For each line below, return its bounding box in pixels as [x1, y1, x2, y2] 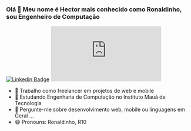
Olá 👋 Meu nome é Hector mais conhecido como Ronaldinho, [6, 5, 182, 14]
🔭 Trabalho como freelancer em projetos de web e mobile [14, 88, 155, 95]
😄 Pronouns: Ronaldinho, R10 [14, 119, 87, 126]
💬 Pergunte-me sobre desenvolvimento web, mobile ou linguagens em [14, 106, 185, 113]
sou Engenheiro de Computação [6, 12, 100, 21]
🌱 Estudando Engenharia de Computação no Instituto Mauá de [14, 93, 166, 100]
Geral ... [14, 112, 34, 119]
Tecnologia [14, 100, 42, 107]
